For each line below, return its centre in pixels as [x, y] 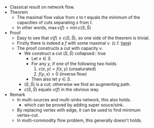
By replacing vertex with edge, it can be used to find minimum [79, 110]
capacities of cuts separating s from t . [55, 22]
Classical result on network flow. [42, 7]
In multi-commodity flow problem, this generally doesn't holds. [79, 120]
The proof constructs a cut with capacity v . [60, 48]
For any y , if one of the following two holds [74, 64]
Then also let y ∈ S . [51, 79]
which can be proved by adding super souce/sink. [74, 105]
